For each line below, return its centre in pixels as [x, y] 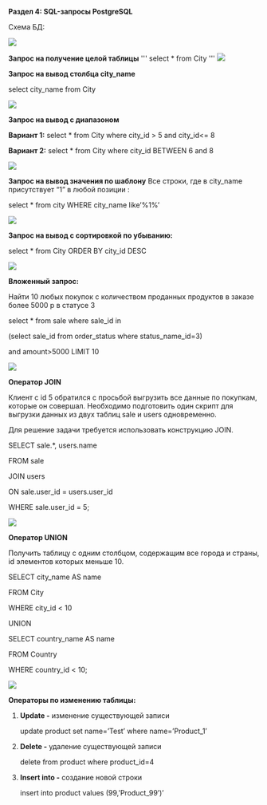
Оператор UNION [38, 537]
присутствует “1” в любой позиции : [69, 189]
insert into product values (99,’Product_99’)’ [92, 793]
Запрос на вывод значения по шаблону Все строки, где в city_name [126, 181]
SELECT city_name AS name [55, 577]
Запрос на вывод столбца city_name [72, 74]
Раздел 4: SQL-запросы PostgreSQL [71, 12]
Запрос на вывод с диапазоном [64, 120]
